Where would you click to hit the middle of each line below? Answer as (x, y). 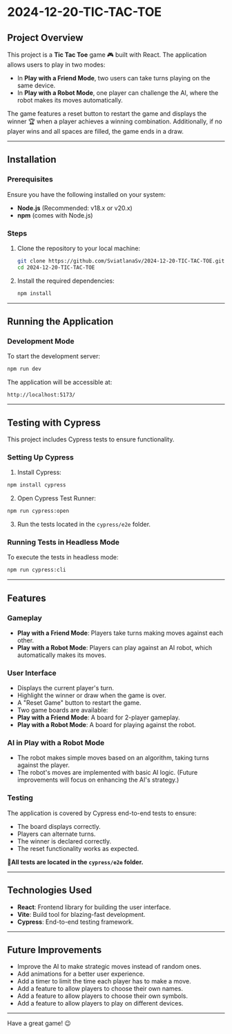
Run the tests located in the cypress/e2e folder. (84, 525)
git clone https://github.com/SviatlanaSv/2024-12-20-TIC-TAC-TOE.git (121, 261)
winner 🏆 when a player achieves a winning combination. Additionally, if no (115, 121)
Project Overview (45, 38)
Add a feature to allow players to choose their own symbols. (103, 996)
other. (26, 640)
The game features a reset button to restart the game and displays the (107, 114)
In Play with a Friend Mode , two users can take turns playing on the (114, 78)
